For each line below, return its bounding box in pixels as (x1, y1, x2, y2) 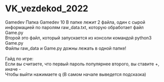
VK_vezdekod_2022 (5, 3, 88, 14)
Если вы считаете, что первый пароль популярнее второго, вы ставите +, (5, 61, 160, 67)
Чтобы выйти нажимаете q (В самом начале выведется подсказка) (5, 71, 146, 77)
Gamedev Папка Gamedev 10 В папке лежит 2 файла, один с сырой (5, 19, 146, 25)
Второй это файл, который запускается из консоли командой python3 (5, 35, 152, 41)
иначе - (5, 66, 21, 72)
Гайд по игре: (5, 55, 33, 61)
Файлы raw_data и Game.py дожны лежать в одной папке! (5, 45, 127, 51)
